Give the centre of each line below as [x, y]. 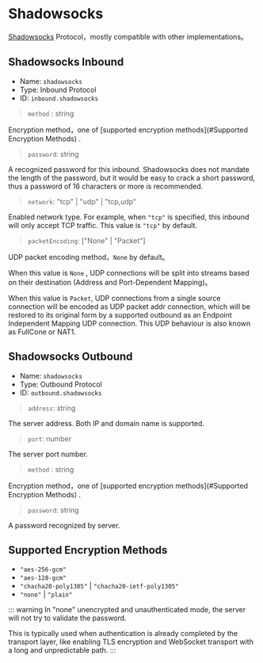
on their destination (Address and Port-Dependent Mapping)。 [110, 282]
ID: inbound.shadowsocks [59, 98]
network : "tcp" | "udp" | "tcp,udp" [82, 201]
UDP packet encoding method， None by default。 [89, 257]
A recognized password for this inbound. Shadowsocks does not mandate [129, 169]
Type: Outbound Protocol [61, 384]
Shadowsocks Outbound [71, 357]
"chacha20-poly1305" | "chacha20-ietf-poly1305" [99, 586]
